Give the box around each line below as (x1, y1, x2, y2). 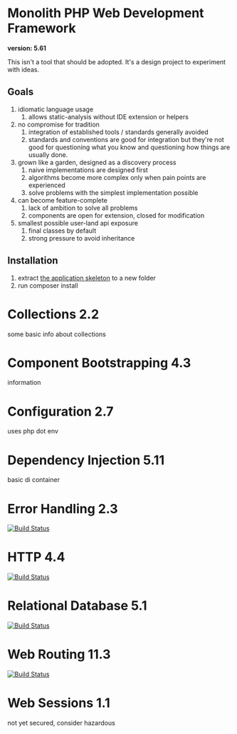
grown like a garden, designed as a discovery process (17, 158, 177, 166)
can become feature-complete (17, 196, 108, 204)
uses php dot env (7, 427, 59, 436)
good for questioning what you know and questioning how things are (28, 143, 231, 151)
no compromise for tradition (17, 120, 100, 129)
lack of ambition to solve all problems (28, 203, 138, 212)
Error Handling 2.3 (7, 501, 119, 517)
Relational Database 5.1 (7, 598, 147, 614)
